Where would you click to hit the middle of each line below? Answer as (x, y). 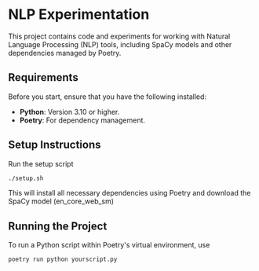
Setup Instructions (55, 145)
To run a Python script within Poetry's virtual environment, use (109, 245)
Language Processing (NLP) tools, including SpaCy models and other (120, 44)
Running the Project (58, 226)
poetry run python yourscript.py (63, 260)
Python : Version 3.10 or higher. (69, 112)
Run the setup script (41, 163)
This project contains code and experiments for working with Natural (119, 36)
